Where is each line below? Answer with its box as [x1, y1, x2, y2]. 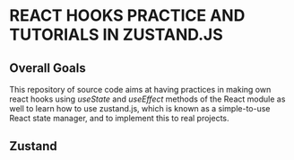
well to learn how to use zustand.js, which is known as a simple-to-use [9, 103, 271, 113]
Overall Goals [9, 60, 87, 76]
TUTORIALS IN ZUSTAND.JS [9, 24, 224, 45]
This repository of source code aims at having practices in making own [9, 84, 272, 94]
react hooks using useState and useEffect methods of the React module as [9, 93, 286, 104]
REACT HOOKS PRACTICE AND [9, 5, 246, 26]
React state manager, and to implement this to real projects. [9, 113, 230, 123]
